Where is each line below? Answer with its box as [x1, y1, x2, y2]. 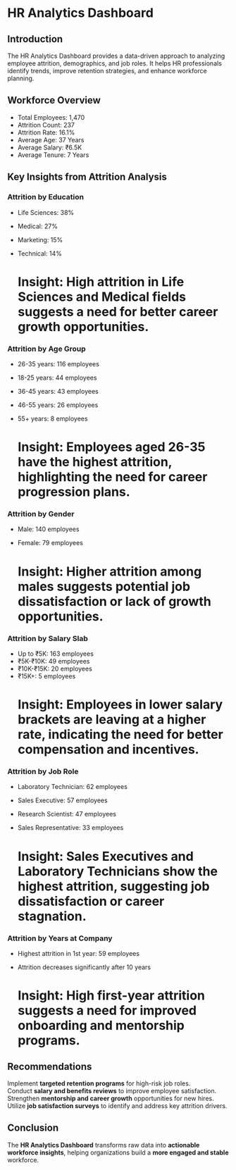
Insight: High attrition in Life [17, 273, 185, 290]
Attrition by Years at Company [7, 933, 113, 943]
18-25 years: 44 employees [17, 373, 97, 382]
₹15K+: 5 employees [17, 671, 76, 680]
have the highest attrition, [17, 454, 173, 470]
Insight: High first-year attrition [17, 988, 206, 1004]
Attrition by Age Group [7, 344, 86, 354]
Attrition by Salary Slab [7, 633, 88, 643]
